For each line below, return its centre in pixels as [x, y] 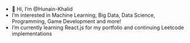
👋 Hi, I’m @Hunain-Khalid [42, 9]
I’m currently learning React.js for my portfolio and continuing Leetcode [98, 27]
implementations [32, 34]
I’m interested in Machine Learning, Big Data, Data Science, [83, 15]
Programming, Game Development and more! [66, 21]
